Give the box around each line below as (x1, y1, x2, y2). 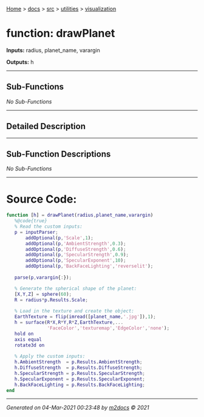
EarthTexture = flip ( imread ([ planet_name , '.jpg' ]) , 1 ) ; (14, 314, 156, 320)
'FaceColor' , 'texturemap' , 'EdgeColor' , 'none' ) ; (47, 325, 170, 331)
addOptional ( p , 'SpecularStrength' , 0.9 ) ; (25, 252, 129, 258)
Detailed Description (6, 121, 86, 131)
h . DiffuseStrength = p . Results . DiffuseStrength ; (14, 365, 143, 371)
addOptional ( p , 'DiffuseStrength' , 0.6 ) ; (25, 246, 126, 252)
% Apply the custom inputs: (14, 353, 86, 360)
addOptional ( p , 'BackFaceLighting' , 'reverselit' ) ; (25, 263, 154, 270)
